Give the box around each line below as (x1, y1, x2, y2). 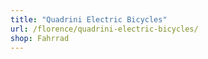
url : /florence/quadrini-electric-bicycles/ (10, 24, 199, 34)
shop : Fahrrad (10, 33, 70, 43)
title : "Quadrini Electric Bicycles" (10, 14, 168, 25)
